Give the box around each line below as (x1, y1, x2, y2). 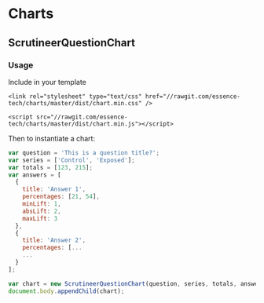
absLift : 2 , (22, 207, 61, 215)
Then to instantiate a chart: (8, 133, 96, 143)
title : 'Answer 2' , (22, 236, 86, 244)
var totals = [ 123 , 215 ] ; (8, 163, 93, 171)
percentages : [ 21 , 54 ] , (22, 193, 101, 201)
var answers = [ (8, 170, 61, 179)
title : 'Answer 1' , (22, 185, 86, 193)
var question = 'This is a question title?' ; (8, 148, 159, 157)
